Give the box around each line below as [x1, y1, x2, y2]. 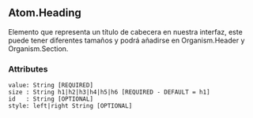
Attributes [8, 63, 48, 74]
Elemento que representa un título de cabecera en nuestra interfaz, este [8, 27, 243, 36]
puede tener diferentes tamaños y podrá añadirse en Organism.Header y [8, 35, 245, 45]
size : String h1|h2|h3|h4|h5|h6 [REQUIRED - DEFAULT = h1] [8, 88, 211, 97]
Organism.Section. [8, 43, 69, 53]
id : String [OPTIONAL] [8, 95, 93, 103]
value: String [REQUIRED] [8, 82, 93, 90]
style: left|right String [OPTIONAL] [8, 102, 133, 110]
